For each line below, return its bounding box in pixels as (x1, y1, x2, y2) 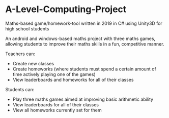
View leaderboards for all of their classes (12, 101, 99, 107)
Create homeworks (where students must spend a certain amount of (12, 66, 156, 72)
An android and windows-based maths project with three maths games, (5, 35, 156, 42)
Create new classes (12, 60, 54, 66)
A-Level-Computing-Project (5, 4, 127, 15)
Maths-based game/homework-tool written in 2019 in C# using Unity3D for (5, 20, 163, 26)
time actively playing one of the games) (12, 71, 96, 77)
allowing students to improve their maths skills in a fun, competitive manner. (5, 41, 164, 47)
